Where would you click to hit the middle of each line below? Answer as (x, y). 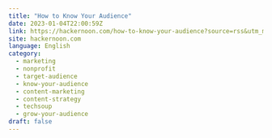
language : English (39, 46)
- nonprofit (36, 69)
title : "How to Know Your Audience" (70, 16)
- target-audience (47, 76)
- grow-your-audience (52, 114)
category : (25, 54)
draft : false (30, 122)
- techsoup (34, 106)
